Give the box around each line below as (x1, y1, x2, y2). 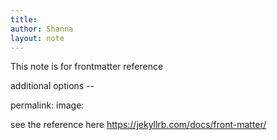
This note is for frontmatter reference (10, 61, 164, 73)
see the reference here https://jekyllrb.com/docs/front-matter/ (10, 119, 267, 131)
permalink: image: (10, 99, 85, 111)
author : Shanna (10, 24, 74, 34)
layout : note (10, 33, 65, 43)
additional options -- (10, 80, 95, 92)
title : (10, 14, 38, 25)
